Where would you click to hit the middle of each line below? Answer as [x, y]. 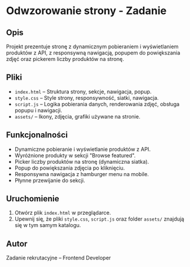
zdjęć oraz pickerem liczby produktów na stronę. [65, 59]
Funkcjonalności [37, 135]
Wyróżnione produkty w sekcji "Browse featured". [75, 155]
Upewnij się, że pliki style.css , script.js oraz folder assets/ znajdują [99, 219]
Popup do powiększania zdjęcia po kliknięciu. [70, 168]
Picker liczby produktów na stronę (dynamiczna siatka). [82, 161]
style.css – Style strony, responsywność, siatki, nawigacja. [86, 97]
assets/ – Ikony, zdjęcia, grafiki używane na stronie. [77, 116]
